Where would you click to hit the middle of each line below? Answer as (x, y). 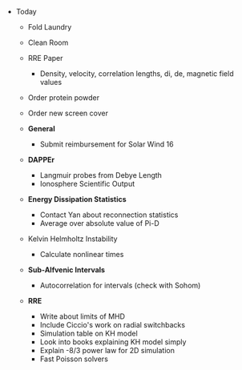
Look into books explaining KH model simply (113, 342)
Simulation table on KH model (89, 333)
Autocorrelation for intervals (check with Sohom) (120, 285)
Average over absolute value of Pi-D (100, 223)
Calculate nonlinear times (82, 254)
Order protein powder (64, 98)
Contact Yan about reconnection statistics (109, 215)
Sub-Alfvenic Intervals (67, 270)
